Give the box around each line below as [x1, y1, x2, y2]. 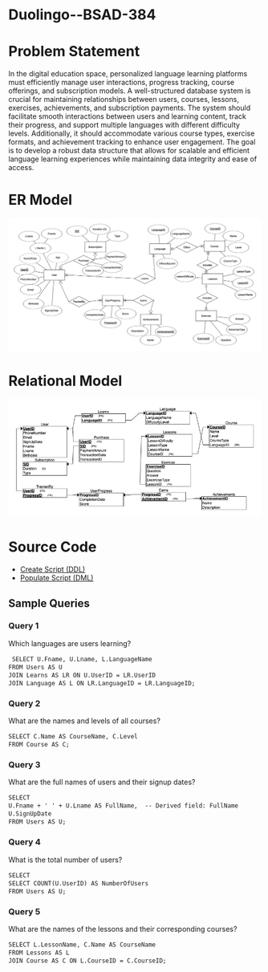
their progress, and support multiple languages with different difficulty [8, 120, 241, 130]
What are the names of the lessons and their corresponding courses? [8, 925, 238, 934]
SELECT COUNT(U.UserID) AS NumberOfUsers [8, 879, 149, 888]
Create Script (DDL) [19, 564, 86, 575]
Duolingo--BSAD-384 [8, 6, 156, 24]
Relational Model [8, 372, 123, 390]
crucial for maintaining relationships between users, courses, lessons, [8, 95, 239, 104]
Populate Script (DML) [19, 573, 94, 583]
